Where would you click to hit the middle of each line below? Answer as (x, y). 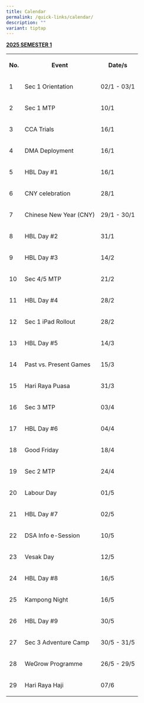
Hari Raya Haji (44, 685)
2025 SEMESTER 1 (29, 45)
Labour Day (41, 493)
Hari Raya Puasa (47, 386)
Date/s (118, 65)
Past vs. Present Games (58, 364)
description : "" (26, 22)
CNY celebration (48, 193)
